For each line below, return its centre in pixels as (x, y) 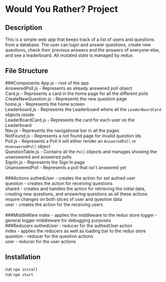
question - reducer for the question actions (49, 236)
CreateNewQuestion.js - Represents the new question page (66, 98)
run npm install (22, 269)
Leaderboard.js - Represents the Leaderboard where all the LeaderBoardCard (83, 109)
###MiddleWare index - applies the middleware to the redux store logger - (81, 215)
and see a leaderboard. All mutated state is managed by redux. (70, 55)
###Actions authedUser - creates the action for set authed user (70, 178)
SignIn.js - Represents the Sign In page (45, 162)
